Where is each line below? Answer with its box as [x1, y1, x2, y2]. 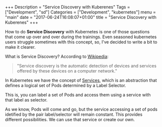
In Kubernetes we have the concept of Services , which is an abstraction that [5, 77, 157, 83]
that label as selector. [5, 97, 48, 103]
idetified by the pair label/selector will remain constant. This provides [5, 112, 143, 117]
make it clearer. [5, 44, 36, 50]
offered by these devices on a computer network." [16, 68, 118, 74]
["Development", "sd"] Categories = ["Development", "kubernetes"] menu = [5, 9, 156, 15]
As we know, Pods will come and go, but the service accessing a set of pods [5, 106, 158, 112]
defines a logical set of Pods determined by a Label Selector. [5, 83, 126, 88]
